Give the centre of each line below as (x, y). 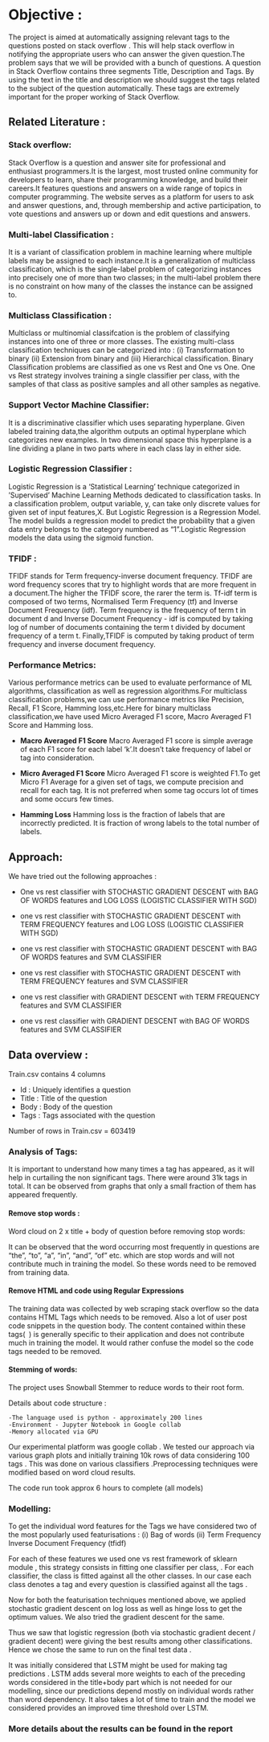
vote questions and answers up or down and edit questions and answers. (129, 214)
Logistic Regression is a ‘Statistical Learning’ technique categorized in (124, 486)
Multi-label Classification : (61, 235)
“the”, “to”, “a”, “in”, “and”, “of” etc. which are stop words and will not (122, 1255)
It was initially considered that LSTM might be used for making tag (118, 1666)
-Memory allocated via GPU (53, 1432)
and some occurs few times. (67, 799)
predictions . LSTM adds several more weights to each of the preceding (127, 1674)
